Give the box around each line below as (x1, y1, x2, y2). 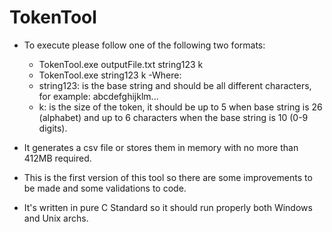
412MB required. (23, 152, 92, 164)
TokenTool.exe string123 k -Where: (38, 69, 182, 81)
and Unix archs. (23, 212, 89, 224)
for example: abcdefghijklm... (38, 90, 159, 102)
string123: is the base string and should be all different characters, (38, 79, 312, 91)
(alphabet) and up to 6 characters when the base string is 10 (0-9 (38, 111, 309, 123)
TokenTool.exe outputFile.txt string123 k (38, 58, 204, 70)
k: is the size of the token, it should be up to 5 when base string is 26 (38, 101, 323, 113)
